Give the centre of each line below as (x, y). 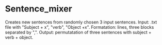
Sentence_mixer (39, 9)
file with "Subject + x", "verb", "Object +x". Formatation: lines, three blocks (80, 27)
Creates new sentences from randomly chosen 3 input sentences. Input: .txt (81, 22)
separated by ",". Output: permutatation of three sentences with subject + (78, 32)
